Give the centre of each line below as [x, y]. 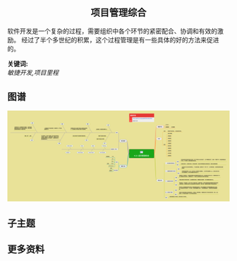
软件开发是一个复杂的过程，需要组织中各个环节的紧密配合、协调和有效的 [112, 31]
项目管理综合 [119, 13]
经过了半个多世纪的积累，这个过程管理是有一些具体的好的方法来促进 [120, 40]
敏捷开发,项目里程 [33, 72]
